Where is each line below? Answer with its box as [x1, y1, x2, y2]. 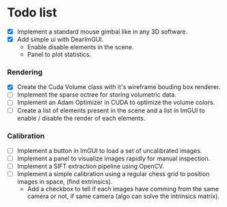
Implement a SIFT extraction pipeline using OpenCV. [16, 162, 164, 171]
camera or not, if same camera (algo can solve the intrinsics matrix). [27, 192, 220, 200]
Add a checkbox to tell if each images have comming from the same [27, 185, 219, 193]
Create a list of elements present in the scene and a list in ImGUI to [16, 106, 205, 114]
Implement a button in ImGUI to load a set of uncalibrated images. [16, 146, 202, 155]
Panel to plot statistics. [27, 50, 92, 59]
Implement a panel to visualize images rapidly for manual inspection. [16, 154, 211, 162]
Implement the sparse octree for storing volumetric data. [16, 90, 176, 99]
